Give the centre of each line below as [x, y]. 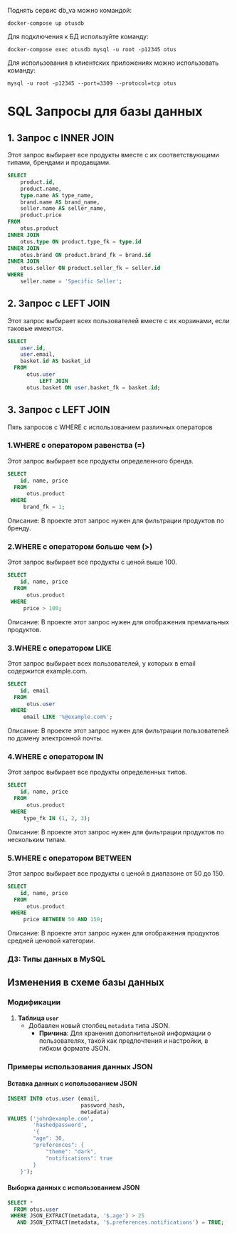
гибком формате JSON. [74, 1048]
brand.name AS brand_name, [60, 202]
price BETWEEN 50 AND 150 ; [63, 920]
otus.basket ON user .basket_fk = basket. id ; [93, 387]
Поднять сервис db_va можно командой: [70, 10]
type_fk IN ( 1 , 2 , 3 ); [57, 818]
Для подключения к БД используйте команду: [78, 36]
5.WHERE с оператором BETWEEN [69, 858]
